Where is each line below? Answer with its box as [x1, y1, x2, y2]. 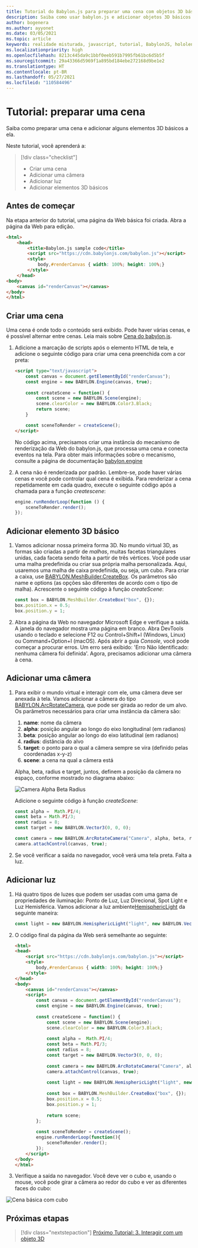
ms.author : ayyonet [6, 25, 54, 31]
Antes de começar [6, 201, 75, 211]
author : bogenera [6, 19, 49, 25]
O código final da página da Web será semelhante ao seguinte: [14, 931, 167, 938]
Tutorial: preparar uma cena [6, 105, 146, 118]
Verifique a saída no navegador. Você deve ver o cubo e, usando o [14, 1173, 177, 1180]
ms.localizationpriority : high [6, 47, 83, 53]
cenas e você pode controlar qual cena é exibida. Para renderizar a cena [14, 475, 192, 482]
